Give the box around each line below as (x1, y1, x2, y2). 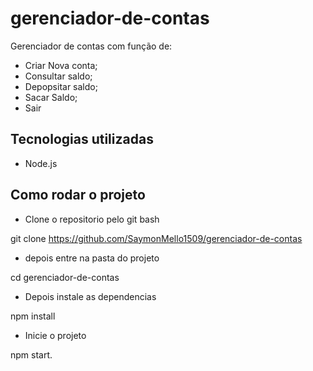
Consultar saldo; (24, 70, 93, 82)
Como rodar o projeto (10, 187, 146, 204)
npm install (10, 310, 56, 322)
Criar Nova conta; (24, 59, 98, 71)
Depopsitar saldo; (24, 80, 98, 92)
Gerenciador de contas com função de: (10, 40, 173, 52)
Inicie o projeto (24, 329, 87, 341)
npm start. (10, 348, 53, 361)
